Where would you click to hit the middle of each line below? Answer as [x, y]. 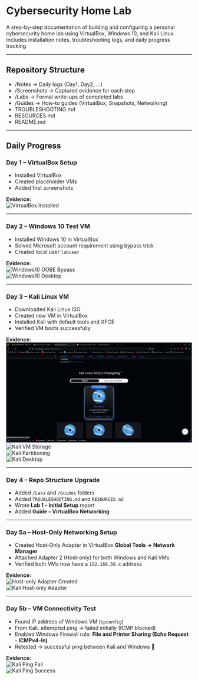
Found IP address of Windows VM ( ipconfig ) [69, 621]
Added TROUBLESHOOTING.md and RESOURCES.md [69, 499]
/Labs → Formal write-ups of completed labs [69, 97]
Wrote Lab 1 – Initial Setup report [55, 506]
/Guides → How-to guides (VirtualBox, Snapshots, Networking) [91, 103]
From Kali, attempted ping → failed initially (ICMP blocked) [85, 628]
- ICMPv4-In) [31, 640]
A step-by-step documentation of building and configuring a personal [90, 27]
